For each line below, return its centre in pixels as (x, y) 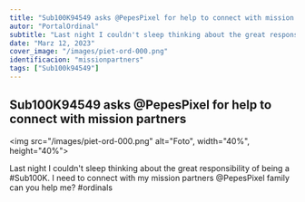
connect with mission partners (98, 119)
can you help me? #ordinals (61, 188)
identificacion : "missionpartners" (77, 60)
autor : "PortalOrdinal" (54, 26)
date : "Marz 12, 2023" (52, 43)
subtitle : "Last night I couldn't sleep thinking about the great (138, 34)
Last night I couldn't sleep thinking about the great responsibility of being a (150, 168)
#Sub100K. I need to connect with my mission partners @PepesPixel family (150, 178)
